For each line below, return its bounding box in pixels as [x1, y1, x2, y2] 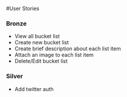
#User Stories [6, 5, 40, 12]
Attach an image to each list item [14, 51, 94, 58]
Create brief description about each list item [14, 45, 121, 52]
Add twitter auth [14, 85, 54, 92]
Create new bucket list [14, 39, 69, 46]
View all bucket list [14, 33, 60, 40]
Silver [6, 72, 23, 81]
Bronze [6, 19, 28, 27]
